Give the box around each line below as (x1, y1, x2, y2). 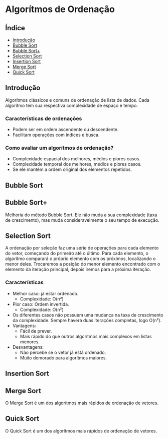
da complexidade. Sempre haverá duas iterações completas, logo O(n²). (12, 317, 162, 323)
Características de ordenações (5, 115, 82, 122)
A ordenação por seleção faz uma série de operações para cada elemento (5, 245, 159, 251)
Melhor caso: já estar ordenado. (12, 290, 79, 296)
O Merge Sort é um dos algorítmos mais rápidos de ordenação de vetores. (5, 400, 159, 406)
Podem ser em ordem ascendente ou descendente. (12, 127, 119, 133)
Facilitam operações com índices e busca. (12, 132, 100, 138)
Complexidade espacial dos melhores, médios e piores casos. (12, 156, 140, 162)
